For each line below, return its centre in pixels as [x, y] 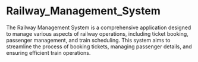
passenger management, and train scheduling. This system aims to [88, 40]
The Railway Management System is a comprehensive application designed [99, 27]
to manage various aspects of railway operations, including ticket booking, [97, 33]
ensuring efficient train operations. [48, 52]
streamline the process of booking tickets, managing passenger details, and [99, 46]
